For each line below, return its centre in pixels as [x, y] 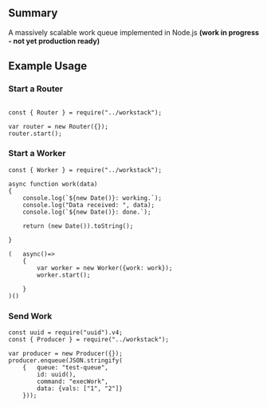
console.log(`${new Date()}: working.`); [92, 198]
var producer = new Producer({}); [66, 354]
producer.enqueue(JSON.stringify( [66, 361]
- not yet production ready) [54, 41]
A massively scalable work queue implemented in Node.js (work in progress [134, 32]
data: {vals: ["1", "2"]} [80, 389]
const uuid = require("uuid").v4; [66, 333]
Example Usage [48, 66]
